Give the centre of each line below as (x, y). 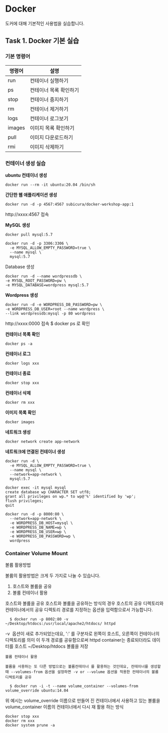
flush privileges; (24, 501)
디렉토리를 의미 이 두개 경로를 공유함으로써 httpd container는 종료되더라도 (78, 640)
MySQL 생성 (18, 225)
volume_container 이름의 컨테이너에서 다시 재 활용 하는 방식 (65, 707)
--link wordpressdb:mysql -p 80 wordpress (50, 313)
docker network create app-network (43, 441)
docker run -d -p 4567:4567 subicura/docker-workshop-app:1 (70, 204)
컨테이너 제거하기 (49, 109)
